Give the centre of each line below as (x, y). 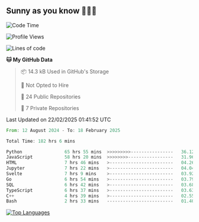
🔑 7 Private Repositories (50, 108)
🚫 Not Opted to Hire (45, 85)
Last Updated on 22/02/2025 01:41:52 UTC (59, 120)
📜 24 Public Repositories (51, 96)
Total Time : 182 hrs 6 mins (41, 141)
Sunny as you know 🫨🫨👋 (52, 11)
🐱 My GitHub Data (30, 59)
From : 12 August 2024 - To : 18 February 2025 (63, 130)
